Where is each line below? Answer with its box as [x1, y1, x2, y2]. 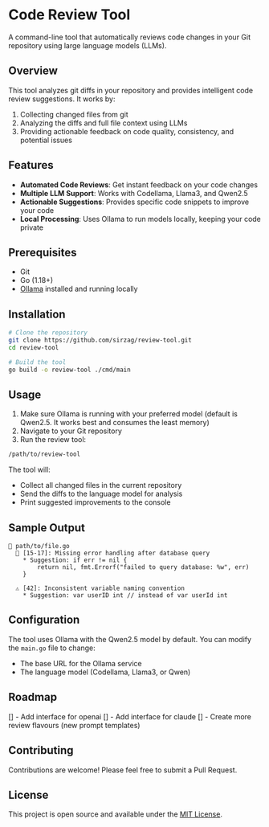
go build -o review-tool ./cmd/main [8, 366, 131, 374]
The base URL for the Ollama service [19, 658, 142, 668]
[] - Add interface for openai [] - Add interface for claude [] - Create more [8, 711, 251, 721]
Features [8, 158, 54, 172]
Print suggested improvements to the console [19, 497, 171, 507]
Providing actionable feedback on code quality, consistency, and [19, 126, 234, 136]
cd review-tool [8, 343, 59, 351]
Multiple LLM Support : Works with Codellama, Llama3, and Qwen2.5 [19, 188, 249, 198]
